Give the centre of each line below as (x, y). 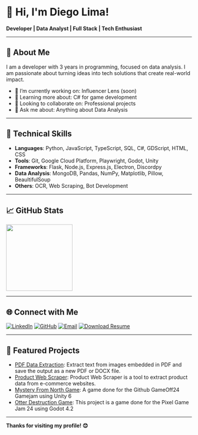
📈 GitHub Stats (35, 210)
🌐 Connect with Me (42, 312)
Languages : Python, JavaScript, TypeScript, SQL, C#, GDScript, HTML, (101, 148)
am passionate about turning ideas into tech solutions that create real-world (98, 73)
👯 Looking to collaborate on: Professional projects (75, 103)
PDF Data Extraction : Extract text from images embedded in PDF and (98, 365)
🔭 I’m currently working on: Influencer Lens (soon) (75, 90)
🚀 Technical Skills (39, 134)
